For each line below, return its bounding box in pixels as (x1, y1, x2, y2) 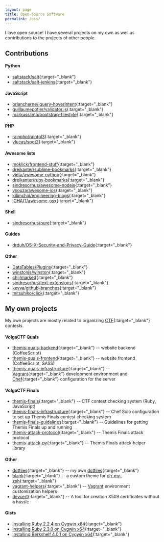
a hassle (12, 499, 29, 505)
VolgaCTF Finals (5, 387, 39, 393)
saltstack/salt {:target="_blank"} (12, 74, 76, 80)
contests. (5, 323, 24, 328)
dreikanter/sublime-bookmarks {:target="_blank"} (12, 166, 112, 172)
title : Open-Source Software (5, 12, 65, 17)
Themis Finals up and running (12, 424, 72, 430)
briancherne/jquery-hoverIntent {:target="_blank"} (12, 101, 113, 107)
